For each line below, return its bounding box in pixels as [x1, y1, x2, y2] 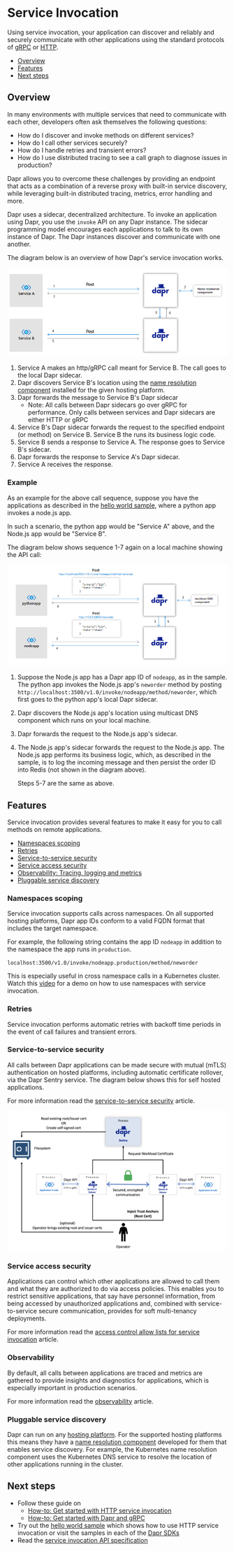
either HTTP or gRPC [27, 416, 89, 424]
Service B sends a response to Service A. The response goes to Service [17, 438, 226, 447]
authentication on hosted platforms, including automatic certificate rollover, [7, 1068, 224, 1076]
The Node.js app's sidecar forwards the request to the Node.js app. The [17, 743, 225, 752]
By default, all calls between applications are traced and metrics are [7, 1369, 203, 1377]
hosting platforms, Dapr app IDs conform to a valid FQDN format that [7, 917, 205, 925]
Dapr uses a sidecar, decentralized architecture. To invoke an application [7, 210, 217, 218]
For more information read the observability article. [7, 1397, 154, 1406]
